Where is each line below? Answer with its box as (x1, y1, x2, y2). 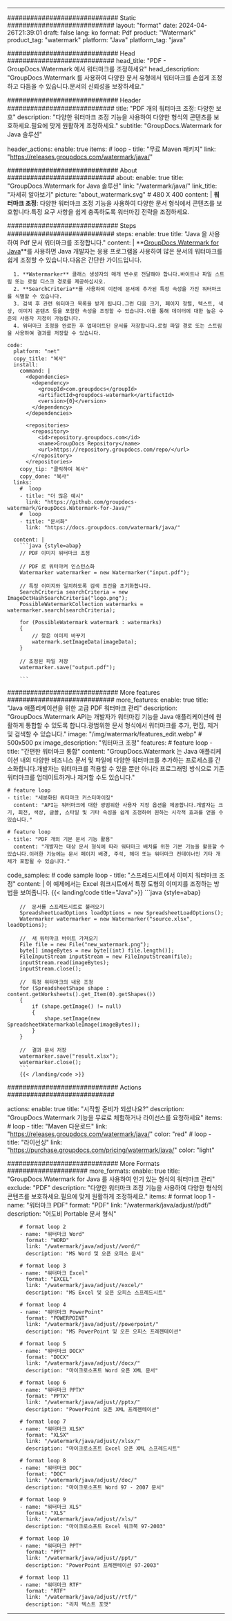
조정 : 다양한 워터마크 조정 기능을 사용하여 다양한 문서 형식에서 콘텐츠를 (25, 199, 215, 207)
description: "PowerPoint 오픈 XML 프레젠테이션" (25, 1406, 160, 1413)
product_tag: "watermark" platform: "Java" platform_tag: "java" (7, 36, 186, 44)
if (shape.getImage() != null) (32, 1003, 122, 1010)
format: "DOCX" (25, 1354, 70, 1361)
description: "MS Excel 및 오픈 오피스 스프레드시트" (25, 1289, 166, 1296)
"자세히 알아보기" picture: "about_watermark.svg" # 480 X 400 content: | (7, 191, 213, 198)
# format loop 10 (19, 1535, 70, 1542)
